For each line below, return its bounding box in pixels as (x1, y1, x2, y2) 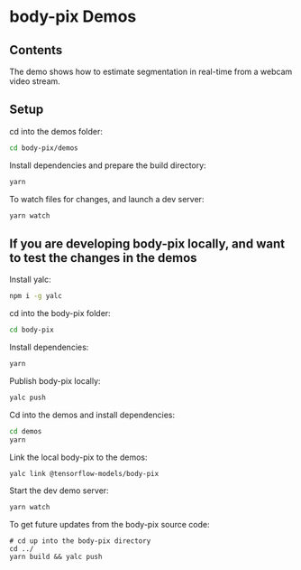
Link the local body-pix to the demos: (9, 452, 148, 463)
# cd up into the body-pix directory (9, 537, 151, 546)
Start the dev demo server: (9, 485, 110, 496)
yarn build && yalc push (9, 553, 103, 562)
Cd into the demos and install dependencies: (9, 409, 176, 420)
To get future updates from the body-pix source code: (9, 519, 210, 530)
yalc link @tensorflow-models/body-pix (9, 469, 160, 478)
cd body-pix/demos (9, 143, 78, 153)
